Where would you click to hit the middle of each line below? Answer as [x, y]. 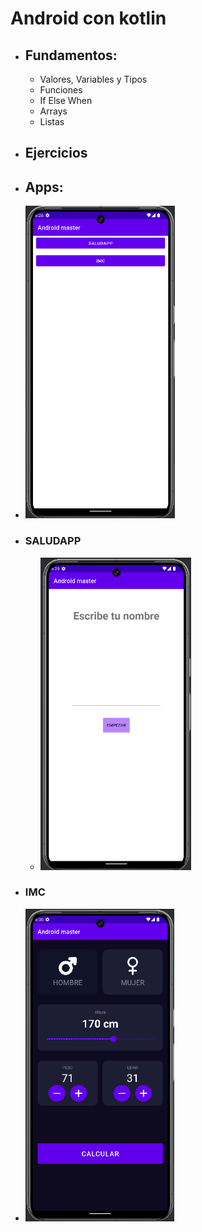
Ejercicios [56, 153]
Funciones [61, 90]
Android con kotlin [88, 18]
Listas [52, 121]
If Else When [66, 100]
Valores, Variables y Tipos [93, 79]
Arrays [53, 111]
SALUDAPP [53, 541]
